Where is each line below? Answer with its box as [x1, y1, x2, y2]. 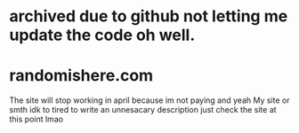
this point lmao [9, 113, 64, 125]
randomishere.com [9, 66, 154, 86]
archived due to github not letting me [9, 6, 288, 27]
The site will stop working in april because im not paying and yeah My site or [9, 95, 290, 106]
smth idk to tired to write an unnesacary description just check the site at [9, 105, 278, 115]
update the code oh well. [9, 25, 196, 45]
